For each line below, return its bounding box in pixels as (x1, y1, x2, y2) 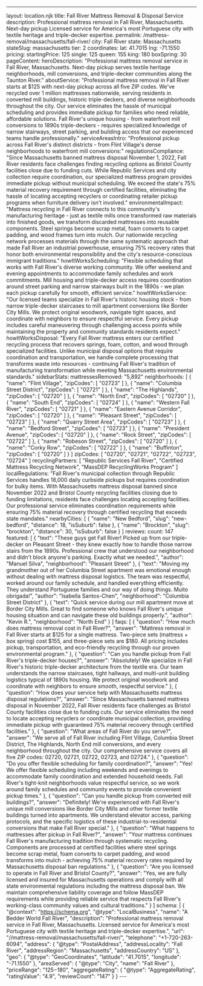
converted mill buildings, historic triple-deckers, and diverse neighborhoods (6, 96, 195, 103)
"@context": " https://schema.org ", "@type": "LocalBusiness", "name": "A (6, 908, 188, 915)
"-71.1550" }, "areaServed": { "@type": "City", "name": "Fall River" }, (6, 960, 175, 967)
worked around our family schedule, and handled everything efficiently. (6, 579, 184, 586)
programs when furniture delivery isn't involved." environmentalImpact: (6, 199, 183, 206)
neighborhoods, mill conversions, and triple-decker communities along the (6, 70, 192, 77)
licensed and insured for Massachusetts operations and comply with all (6, 876, 184, 883)
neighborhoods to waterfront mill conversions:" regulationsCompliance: (6, 147, 184, 155)
